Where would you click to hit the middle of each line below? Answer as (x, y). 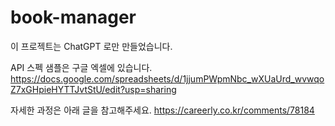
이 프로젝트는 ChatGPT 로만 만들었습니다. (91, 46)
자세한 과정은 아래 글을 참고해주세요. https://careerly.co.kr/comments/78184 (162, 110)
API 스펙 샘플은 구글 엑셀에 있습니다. (81, 67)
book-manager (73, 17)
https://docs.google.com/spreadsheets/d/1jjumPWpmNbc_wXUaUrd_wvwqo (167, 78)
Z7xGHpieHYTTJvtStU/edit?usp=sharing (93, 89)
